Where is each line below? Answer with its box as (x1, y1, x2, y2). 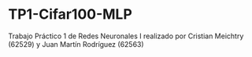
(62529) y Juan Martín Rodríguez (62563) (8, 39, 144, 48)
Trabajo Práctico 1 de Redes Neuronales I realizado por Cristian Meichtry (8, 31, 244, 41)
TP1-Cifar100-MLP (8, 5, 132, 23)
